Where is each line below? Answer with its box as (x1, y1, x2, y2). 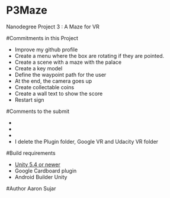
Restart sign (14, 96, 44, 103)
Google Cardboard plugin (14, 167, 77, 174)
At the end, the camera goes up (14, 77, 92, 85)
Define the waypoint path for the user (14, 71, 107, 78)
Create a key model (14, 64, 63, 72)
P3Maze (6, 4, 47, 17)
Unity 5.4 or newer (14, 161, 60, 168)
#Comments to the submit (6, 108, 70, 115)
